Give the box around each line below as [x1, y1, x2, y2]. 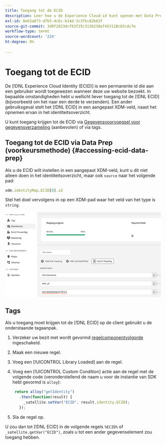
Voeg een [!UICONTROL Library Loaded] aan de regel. [12, 359, 123, 365]
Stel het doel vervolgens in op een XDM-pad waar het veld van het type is [5, 197, 156, 203]
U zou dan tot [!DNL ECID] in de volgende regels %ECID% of [5, 424, 124, 430]
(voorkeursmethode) [5, 146, 71, 155]
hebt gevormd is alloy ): [12, 379, 61, 385]
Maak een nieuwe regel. [12, 349, 62, 355]
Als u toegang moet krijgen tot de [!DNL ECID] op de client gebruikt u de [5, 320, 152, 326]
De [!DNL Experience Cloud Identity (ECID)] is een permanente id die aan [5, 83, 154, 89]
